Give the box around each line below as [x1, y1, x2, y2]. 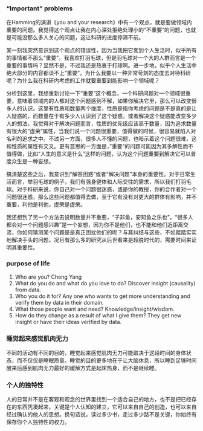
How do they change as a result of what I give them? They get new [14, 311, 182, 319]
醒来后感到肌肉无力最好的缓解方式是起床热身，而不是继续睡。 [6, 364, 160, 371]
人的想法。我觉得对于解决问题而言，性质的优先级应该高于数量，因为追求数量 [6, 120, 197, 128]
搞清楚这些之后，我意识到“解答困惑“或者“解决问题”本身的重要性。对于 [6, 170, 180, 178]
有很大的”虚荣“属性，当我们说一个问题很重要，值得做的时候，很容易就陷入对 [6, 128, 196, 135]
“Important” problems [6, 4, 73, 13]
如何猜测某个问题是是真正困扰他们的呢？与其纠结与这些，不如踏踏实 [22, 228, 192, 236]
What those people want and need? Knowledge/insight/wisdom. [14, 305, 175, 313]
